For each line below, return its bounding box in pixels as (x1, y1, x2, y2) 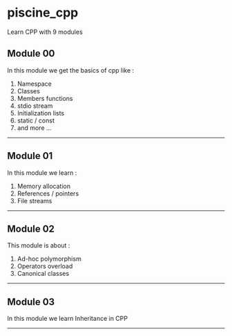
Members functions (17, 94, 73, 102)
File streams (17, 196, 52, 205)
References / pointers (17, 189, 79, 198)
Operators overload (17, 262, 73, 270)
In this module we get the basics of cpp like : (7, 66, 135, 74)
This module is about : (7, 241, 70, 250)
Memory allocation (17, 182, 71, 190)
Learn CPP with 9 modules (7, 28, 83, 36)
